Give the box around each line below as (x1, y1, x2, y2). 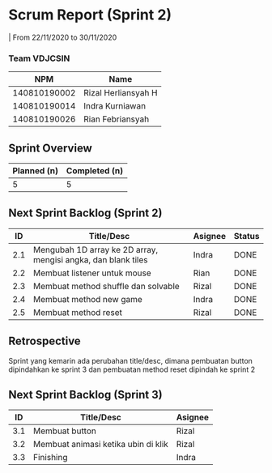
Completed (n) (66, 165, 124, 177)
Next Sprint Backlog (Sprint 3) (8, 388, 164, 402)
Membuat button (33, 425, 97, 437)
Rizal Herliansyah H (83, 87, 158, 99)
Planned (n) (12, 165, 59, 177)
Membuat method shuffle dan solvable (33, 280, 180, 292)
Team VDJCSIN (8, 53, 70, 64)
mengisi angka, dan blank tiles (33, 254, 148, 265)
